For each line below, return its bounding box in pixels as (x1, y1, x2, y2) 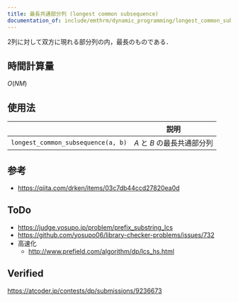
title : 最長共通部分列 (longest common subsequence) (7, 10, 159, 18)
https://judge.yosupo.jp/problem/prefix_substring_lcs (17, 223, 174, 231)
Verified (7, 267, 44, 280)
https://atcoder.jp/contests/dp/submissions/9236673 (7, 286, 162, 295)
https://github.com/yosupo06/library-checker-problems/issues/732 (17, 230, 215, 239)
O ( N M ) (7, 79, 28, 88)
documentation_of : (7, 17, 62, 24)
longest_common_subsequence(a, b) (11, 139, 127, 147)
